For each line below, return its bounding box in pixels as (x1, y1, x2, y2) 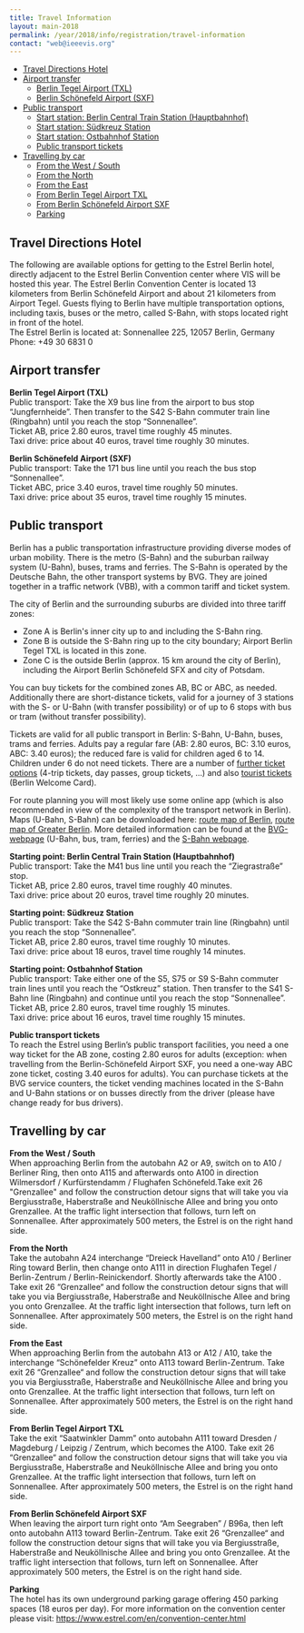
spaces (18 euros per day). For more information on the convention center (9, 1603, 286, 1614)
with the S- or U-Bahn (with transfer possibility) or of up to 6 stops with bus (9, 701, 292, 712)
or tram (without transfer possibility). (9, 711, 147, 721)
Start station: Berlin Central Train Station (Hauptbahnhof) (35, 112, 250, 123)
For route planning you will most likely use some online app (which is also (9, 794, 284, 805)
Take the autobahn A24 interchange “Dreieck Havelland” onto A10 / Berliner (9, 1252, 292, 1263)
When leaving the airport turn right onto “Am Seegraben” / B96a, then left (9, 1517, 284, 1528)
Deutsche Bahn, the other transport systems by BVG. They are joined (9, 570, 268, 582)
